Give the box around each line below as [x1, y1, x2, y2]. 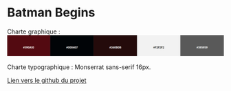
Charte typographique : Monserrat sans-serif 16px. [7, 63, 151, 71]
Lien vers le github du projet [7, 77, 87, 85]
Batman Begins [7, 5, 96, 21]
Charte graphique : [7, 27, 60, 36]
